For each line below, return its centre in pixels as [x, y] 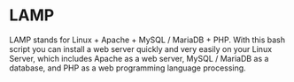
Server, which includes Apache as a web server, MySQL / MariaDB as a [139, 58]
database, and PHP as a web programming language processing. [128, 68]
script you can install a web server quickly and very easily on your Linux [141, 48]
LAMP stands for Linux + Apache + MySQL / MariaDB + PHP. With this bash [147, 40]
